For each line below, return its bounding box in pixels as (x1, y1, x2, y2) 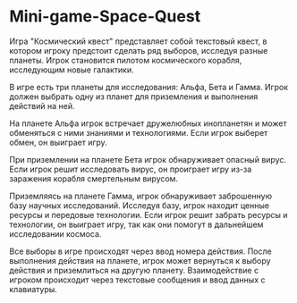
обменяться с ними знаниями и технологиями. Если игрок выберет (9, 127, 268, 138)
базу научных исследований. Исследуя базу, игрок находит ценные (9, 199, 270, 211)
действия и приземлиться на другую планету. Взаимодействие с (9, 265, 259, 275)
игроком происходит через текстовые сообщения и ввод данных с (9, 274, 266, 285)
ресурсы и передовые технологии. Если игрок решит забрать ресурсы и (9, 209, 288, 220)
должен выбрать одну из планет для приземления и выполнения (9, 91, 259, 102)
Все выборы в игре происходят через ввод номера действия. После (9, 246, 272, 257)
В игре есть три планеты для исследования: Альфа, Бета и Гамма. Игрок (9, 81, 289, 92)
